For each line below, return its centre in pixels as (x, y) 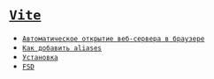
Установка (40, 57)
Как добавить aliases (61, 48)
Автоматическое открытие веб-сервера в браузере (113, 39)
